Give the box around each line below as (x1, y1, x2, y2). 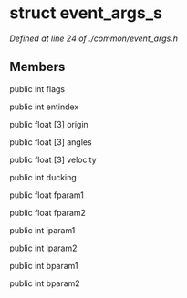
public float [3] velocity (9, 154, 98, 165)
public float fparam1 (9, 190, 84, 200)
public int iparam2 (9, 242, 78, 253)
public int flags (9, 83, 66, 94)
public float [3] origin (9, 118, 88, 129)
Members (9, 59, 66, 75)
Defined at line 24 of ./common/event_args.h (9, 33, 179, 44)
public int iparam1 (9, 224, 76, 235)
